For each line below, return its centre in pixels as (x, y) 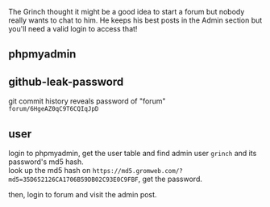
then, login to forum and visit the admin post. (83, 195)
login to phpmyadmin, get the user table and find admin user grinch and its (133, 154)
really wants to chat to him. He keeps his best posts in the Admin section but (135, 20)
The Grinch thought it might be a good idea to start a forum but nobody (127, 12)
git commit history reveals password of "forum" (87, 101)
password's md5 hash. (46, 162)
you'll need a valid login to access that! (73, 29)
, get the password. (170, 179)
